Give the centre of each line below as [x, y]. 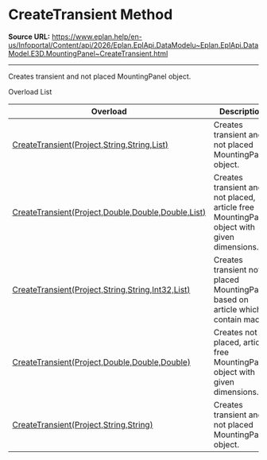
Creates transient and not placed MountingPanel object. [100, 76]
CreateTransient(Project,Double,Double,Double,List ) [109, 212]
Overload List [30, 91]
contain [228, 319]
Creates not [235, 332]
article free [234, 207]
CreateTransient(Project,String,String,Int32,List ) [101, 289]
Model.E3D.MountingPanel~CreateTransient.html [88, 53]
